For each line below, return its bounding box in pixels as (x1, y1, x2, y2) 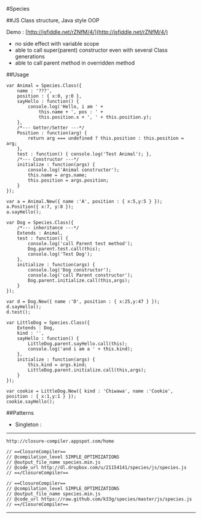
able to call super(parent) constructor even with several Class (14, 46, 168, 54)
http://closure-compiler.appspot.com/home (6, 438, 114, 444)
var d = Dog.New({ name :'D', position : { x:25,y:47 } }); (6, 299, 161, 305)
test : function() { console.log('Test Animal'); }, (17, 151, 152, 157)
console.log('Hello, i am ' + (28, 104, 103, 110)
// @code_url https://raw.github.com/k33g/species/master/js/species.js (6, 496, 192, 502)
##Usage (6, 71, 29, 78)
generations (14, 53, 45, 60)
